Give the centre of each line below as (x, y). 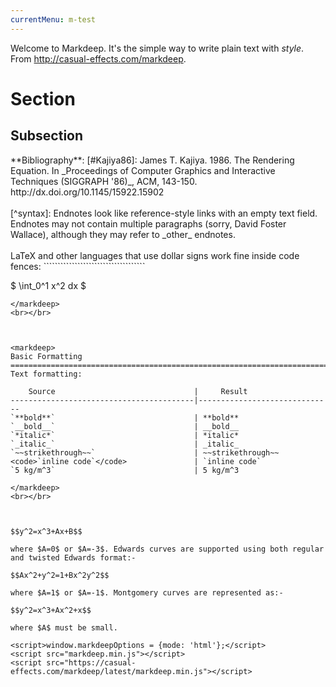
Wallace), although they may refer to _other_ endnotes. (123, 234)
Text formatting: (46, 374)
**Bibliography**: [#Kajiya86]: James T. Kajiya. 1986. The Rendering (152, 160)
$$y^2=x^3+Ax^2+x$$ (51, 610)
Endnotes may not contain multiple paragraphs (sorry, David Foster (148, 223)
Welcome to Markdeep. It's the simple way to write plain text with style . (157, 48)
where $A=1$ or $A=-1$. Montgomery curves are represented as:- (147, 592)
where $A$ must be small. (64, 627)
